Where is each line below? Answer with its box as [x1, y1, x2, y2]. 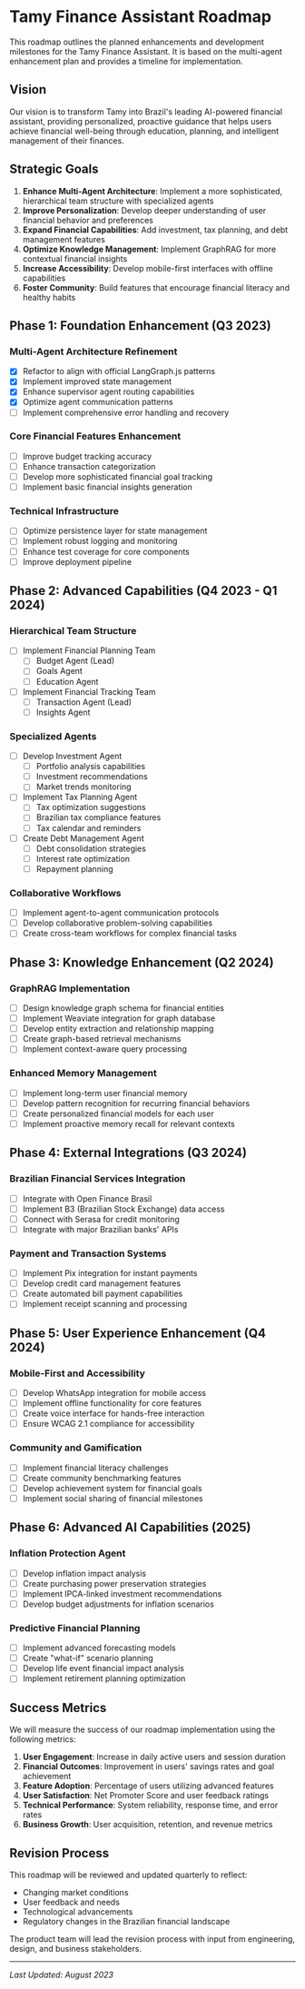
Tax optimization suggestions [35, 802, 147, 813]
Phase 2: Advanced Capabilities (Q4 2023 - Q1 [9, 583, 278, 599]
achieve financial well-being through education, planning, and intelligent [9, 125, 280, 136]
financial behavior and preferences [22, 214, 154, 225]
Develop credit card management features [22, 1278, 182, 1289]
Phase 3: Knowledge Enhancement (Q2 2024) [9, 955, 274, 970]
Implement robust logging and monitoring [22, 536, 178, 547]
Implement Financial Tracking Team [22, 686, 156, 697]
